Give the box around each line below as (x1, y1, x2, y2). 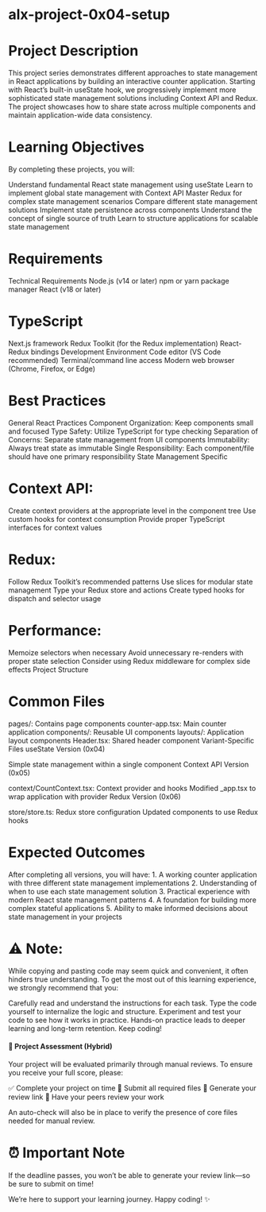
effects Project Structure (8, 665, 89, 674)
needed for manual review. (8, 1116, 95, 1125)
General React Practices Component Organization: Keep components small (8, 418, 254, 427)
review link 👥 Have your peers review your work (8, 1092, 164, 1102)
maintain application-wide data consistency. (8, 110, 152, 120)
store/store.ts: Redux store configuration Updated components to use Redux (8, 807, 258, 816)
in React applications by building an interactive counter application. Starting (8, 77, 256, 87)
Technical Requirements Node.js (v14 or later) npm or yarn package (8, 276, 229, 285)
